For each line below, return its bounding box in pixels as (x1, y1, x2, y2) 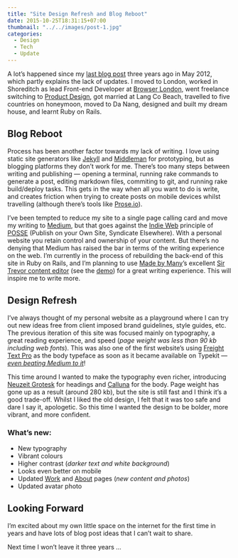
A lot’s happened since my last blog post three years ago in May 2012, (7, 69, 212, 78)
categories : (7, 30, 43, 38)
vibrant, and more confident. (7, 410, 91, 419)
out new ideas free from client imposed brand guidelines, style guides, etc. (7, 321, 227, 329)
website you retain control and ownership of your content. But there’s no (7, 236, 219, 245)
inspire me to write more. (7, 274, 80, 282)
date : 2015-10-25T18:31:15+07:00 (7, 17, 107, 24)
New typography (17, 444, 67, 452)
